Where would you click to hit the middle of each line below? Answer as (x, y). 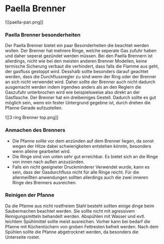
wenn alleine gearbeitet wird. (41, 151)
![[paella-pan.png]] (24, 22)
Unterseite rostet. (23, 237)
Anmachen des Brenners (35, 130)
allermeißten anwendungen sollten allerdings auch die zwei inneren (80, 177)
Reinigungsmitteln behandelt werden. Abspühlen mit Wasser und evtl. (75, 216)
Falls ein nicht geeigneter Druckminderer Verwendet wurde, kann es (81, 167)
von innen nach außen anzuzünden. (48, 162)
